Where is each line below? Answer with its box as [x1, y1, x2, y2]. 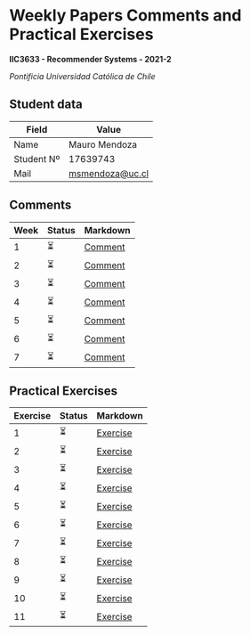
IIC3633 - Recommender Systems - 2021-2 [9, 53, 172, 64]
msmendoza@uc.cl [68, 167, 149, 179]
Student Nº [13, 152, 60, 165]
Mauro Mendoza [68, 138, 138, 151]
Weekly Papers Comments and [9, 5, 242, 26]
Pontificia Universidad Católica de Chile [9, 70, 156, 81]
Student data [9, 97, 83, 112]
